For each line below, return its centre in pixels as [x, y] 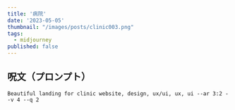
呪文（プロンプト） [49, 77]
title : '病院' [27, 14]
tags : [15, 33]
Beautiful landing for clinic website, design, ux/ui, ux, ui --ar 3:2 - [118, 93]
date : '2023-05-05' [36, 20]
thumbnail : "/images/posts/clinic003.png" [71, 27]
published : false [33, 47]
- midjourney [33, 40]
